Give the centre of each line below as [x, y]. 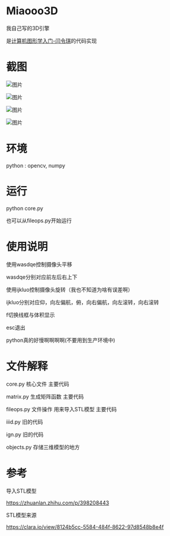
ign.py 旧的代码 [25, 434]
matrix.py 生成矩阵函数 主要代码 [45, 396]
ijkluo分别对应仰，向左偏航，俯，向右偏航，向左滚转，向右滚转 [83, 302]
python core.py [25, 208]
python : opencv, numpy [36, 165]
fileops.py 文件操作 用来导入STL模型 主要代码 [62, 409]
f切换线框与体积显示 [31, 315]
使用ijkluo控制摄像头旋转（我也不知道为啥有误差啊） [70, 289]
